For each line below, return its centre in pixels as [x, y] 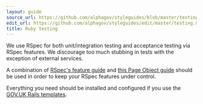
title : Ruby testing [32, 29]
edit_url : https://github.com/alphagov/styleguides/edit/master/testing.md [104, 23]
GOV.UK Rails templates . [37, 94]
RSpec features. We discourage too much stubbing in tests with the [90, 52]
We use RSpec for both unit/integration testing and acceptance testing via [98, 46]
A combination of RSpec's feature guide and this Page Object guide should [99, 70]
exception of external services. [45, 58]
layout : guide [24, 12]
